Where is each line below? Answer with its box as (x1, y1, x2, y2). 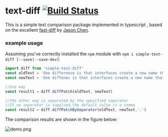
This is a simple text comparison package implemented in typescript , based (5, 22, 162, 28)
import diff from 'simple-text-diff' (5, 66, 84, 71)
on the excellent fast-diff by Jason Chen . (5, 27, 89, 33)
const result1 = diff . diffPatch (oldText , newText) (5, 89, 113, 94)
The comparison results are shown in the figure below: (5, 116, 118, 122)
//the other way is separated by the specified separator (5, 98, 128, 103)
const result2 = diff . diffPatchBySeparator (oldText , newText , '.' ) (5, 107, 146, 112)
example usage (5, 39, 43, 46)
